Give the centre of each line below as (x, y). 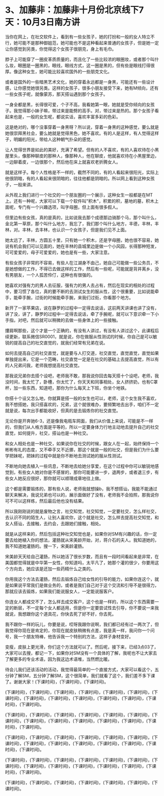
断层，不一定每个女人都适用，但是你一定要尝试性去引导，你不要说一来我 (86, 608)
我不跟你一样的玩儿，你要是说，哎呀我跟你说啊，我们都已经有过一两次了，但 (82, 624)
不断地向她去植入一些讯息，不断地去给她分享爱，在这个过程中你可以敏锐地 (80, 466)
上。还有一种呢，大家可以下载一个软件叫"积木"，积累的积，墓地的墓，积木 (80, 201)
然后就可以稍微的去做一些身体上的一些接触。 (75, 320)
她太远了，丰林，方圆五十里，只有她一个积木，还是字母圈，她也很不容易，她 (82, 240)
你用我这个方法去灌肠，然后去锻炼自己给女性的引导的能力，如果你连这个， (80, 579)
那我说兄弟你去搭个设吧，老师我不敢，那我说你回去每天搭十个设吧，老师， (80, 376)
